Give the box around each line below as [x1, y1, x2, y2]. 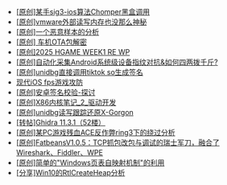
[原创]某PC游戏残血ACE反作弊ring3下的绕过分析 [15, 128, 175, 137]
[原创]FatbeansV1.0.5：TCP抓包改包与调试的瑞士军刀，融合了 [15, 138, 220, 147]
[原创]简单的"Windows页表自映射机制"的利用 [15, 158, 165, 167]
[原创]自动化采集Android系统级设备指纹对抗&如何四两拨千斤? [15, 57, 219, 67]
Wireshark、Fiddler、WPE [15, 148, 103, 157]
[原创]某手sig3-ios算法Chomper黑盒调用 [15, 7, 151, 16]
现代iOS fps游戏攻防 [15, 77, 83, 87]
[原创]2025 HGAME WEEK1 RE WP [15, 47, 130, 56]
